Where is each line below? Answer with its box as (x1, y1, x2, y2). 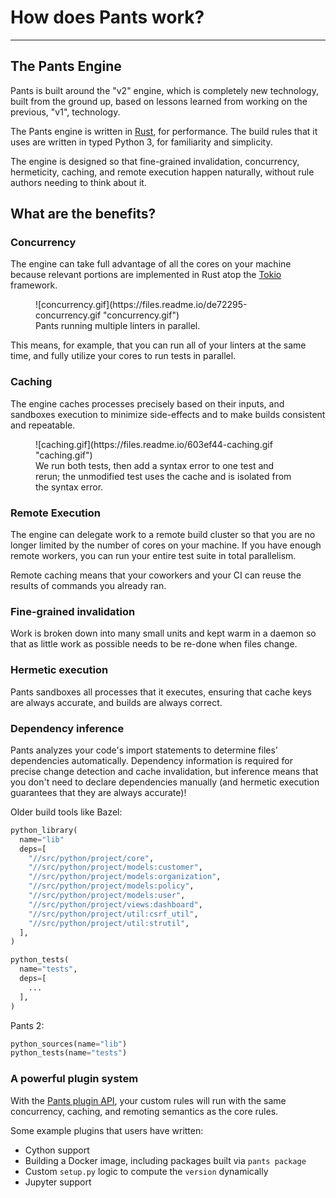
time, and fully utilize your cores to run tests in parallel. (10, 350, 237, 362)
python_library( (10, 825, 78, 835)
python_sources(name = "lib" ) (10, 1039, 128, 1049)
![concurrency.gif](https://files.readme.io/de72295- (35, 299, 248, 311)
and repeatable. (10, 419, 76, 431)
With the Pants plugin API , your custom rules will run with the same (10, 1094, 287, 1106)
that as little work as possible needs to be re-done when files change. (10, 638, 298, 650)
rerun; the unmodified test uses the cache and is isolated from (35, 470, 292, 482)
